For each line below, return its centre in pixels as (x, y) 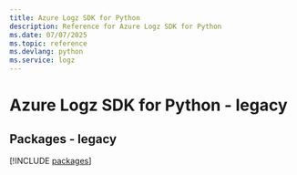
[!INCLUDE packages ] (51, 161)
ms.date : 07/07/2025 (49, 35)
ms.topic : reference (49, 43)
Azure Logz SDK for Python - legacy (149, 105)
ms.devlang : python (46, 52)
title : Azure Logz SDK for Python (75, 18)
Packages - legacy (63, 139)
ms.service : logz (42, 60)
